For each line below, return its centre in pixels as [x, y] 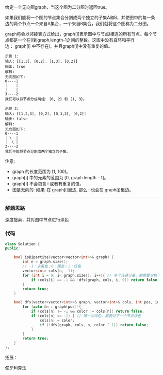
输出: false [16, 119]
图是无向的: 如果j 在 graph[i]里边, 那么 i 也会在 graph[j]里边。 [73, 190]
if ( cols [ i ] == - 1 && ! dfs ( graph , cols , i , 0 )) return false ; [95, 280]
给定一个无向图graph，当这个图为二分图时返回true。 [57, 7]
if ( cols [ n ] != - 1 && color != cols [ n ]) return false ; [88, 311]
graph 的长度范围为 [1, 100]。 [41, 171]
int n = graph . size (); [45, 262]
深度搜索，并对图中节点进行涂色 [37, 220]
